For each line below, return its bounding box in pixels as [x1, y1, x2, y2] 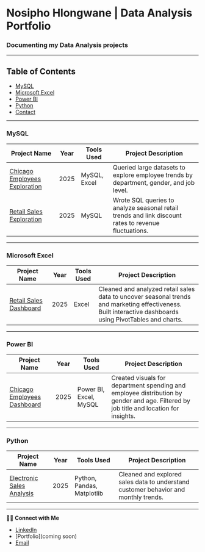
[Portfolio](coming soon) [15, 532, 77, 540]
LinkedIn [15, 526, 37, 534]
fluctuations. [112, 226, 149, 235]
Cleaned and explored [118, 470, 182, 479]
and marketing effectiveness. [98, 299, 182, 308]
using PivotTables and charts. [98, 315, 183, 323]
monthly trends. [118, 493, 164, 501]
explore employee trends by [112, 171, 193, 179]
